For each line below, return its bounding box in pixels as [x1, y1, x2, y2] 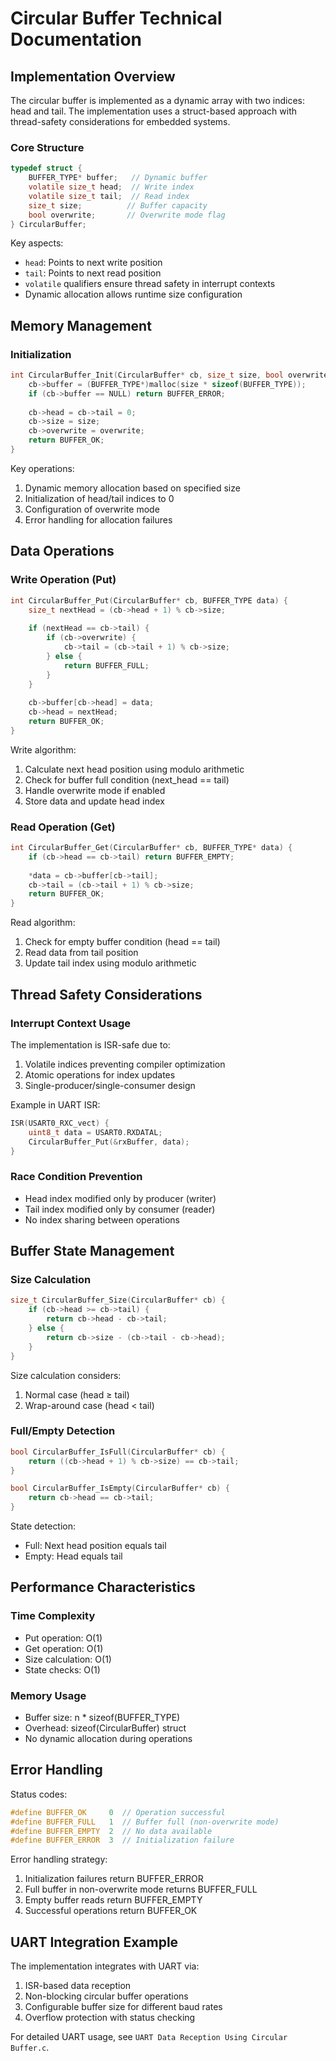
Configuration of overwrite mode [24, 503, 160, 515]
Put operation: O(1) [24, 1632, 103, 1644]
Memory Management [10, 317, 152, 334]
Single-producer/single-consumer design [24, 1079, 196, 1091]
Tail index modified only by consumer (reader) [24, 1203, 216, 1215]
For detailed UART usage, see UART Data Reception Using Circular [10, 2031, 288, 2043]
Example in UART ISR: [10, 1098, 101, 1111]
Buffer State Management [10, 1243, 175, 1260]
